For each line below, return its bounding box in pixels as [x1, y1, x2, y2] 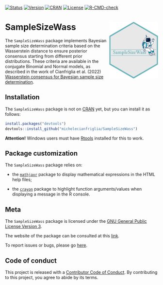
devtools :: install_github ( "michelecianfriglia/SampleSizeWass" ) [5, 126, 138, 131]
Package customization [5, 149, 78, 158]
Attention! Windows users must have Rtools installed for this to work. [5, 135, 144, 141]
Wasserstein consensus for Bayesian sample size [5, 73, 104, 80]
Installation [5, 93, 40, 102]
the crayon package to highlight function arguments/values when [12, 186, 142, 192]
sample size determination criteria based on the [5, 43, 100, 49]
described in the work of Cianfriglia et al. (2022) [5, 69, 101, 74]
